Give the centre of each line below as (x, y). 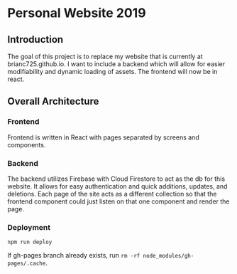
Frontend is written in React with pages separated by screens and (104, 137)
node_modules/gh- (169, 256)
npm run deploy (30, 242)
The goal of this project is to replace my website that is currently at (105, 56)
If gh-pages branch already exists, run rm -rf (74, 255)
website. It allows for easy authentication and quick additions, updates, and (117, 186)
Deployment (29, 227)
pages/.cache (27, 264)
